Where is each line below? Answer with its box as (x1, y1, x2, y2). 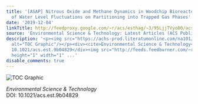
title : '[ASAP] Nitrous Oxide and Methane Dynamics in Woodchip (6, 8, 167, 15)
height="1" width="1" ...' (11, 52, 78, 58)
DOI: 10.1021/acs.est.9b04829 (6, 92, 78, 99)
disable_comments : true (6, 58, 65, 63)
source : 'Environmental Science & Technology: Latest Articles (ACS (6, 31, 178, 36)
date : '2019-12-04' (6, 19, 54, 25)
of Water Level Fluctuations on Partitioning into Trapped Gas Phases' (11, 14, 192, 20)
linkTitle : (6, 25, 33, 31)
